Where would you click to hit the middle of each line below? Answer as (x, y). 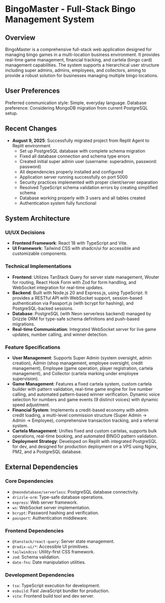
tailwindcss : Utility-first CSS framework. (53, 551)
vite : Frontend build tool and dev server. (53, 596)
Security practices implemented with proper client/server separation (89, 182)
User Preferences (32, 91)
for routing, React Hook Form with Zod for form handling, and (74, 282)
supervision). (26, 379)
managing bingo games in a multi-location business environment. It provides (82, 55)
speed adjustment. (31, 405)
